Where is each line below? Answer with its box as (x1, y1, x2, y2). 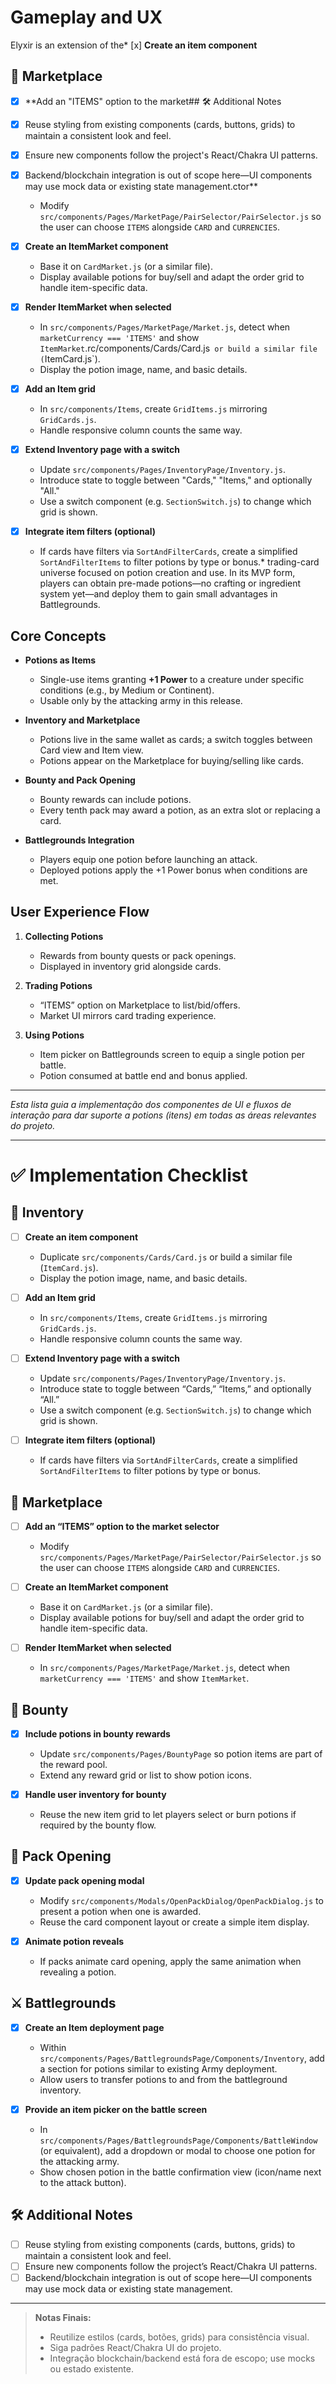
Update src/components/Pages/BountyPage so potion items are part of (39, 1748, 323, 1760)
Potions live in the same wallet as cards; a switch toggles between (39, 734, 313, 746)
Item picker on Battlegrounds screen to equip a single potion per (39, 1048, 305, 1060)
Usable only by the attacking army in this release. (39, 695, 243, 707)
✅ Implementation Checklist (10, 1164, 248, 1187)
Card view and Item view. (39, 744, 144, 756)
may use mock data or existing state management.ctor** (24, 180, 258, 192)
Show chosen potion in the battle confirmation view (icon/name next (39, 2166, 322, 2178)
